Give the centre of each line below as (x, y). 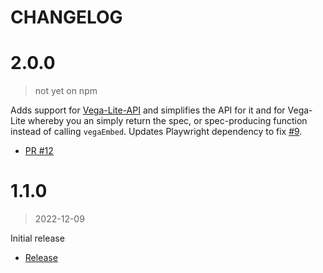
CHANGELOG (66, 17)
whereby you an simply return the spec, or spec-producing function (167, 121)
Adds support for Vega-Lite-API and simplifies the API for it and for (148, 110)
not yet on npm (66, 91)
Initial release (37, 238)
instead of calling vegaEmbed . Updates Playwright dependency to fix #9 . (156, 132)
